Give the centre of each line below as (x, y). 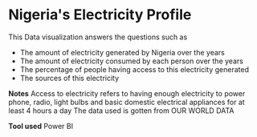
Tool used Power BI (41, 126)
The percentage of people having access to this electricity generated (135, 69)
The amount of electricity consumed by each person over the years (131, 61)
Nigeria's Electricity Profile (100, 15)
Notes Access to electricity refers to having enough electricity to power (127, 93)
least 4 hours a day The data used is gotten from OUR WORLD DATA (121, 111)
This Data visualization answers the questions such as (98, 37)
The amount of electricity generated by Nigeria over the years (122, 52)
